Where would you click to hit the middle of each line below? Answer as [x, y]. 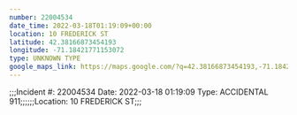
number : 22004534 [41, 17]
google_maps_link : [43, 67]
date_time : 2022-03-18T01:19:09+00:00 [80, 26]
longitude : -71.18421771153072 [67, 50]
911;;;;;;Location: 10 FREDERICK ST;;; [76, 101]
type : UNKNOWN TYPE [45, 58]
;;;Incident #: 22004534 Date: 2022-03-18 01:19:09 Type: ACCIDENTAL [139, 92]
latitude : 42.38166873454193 [63, 42]
